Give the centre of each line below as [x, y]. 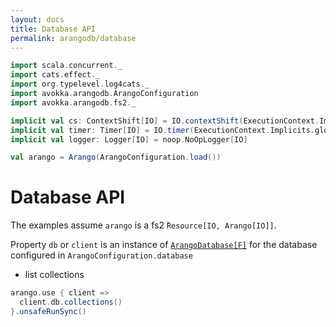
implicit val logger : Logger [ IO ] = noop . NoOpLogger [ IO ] [129, 139]
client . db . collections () [71, 302]
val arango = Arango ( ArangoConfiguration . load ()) [116, 157]
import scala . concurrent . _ [66, 66]
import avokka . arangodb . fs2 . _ [73, 102]
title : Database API [53, 29]
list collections [54, 275]
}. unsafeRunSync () [48, 311]
